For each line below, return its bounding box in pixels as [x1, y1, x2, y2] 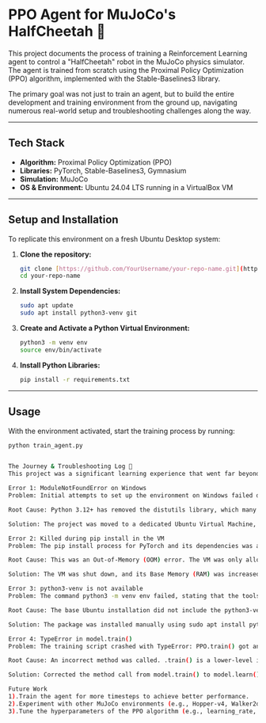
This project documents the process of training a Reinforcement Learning [8, 48, 248, 58]
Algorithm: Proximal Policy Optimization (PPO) [19, 157, 173, 167]
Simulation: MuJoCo [19, 174, 89, 184]
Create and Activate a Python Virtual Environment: [19, 323, 190, 333]
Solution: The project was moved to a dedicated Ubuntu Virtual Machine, [8, 520, 257, 528]
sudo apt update [19, 302, 74, 310]
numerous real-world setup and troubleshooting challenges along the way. [8, 105, 252, 116]
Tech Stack [8, 136, 65, 150]
